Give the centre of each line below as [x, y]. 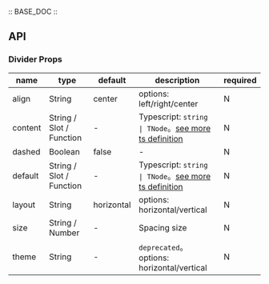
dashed [26, 151]
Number [64, 233]
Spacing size [163, 227]
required [240, 80]
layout [24, 205]
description [177, 80]
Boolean [64, 151]
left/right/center [169, 103]
